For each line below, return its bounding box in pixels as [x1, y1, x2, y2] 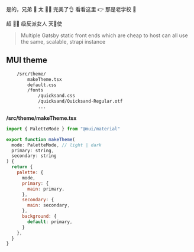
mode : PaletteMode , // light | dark [11, 142, 102, 148]
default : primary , [27, 218, 73, 225]
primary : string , [11, 148, 54, 153]
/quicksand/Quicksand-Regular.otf [37, 99, 123, 104]
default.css [27, 82, 57, 88]
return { [11, 164, 33, 170]
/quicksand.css [37, 93, 76, 99]
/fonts [27, 87, 44, 93]
